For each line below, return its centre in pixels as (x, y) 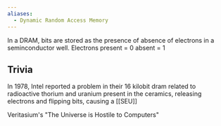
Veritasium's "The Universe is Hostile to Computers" (83, 115)
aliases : (20, 14)
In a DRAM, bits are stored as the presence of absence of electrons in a (111, 40)
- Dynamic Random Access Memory (61, 20)
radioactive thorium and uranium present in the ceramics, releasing (105, 94)
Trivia (20, 70)
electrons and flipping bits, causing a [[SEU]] (72, 101)
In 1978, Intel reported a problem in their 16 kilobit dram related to (102, 86)
